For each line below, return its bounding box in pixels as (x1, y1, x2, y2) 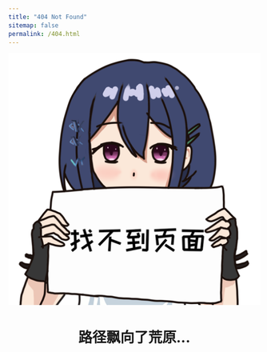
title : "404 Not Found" (8, 13, 88, 21)
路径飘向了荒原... (78, 328, 191, 346)
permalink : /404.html (8, 30, 81, 38)
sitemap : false (8, 21, 59, 30)
